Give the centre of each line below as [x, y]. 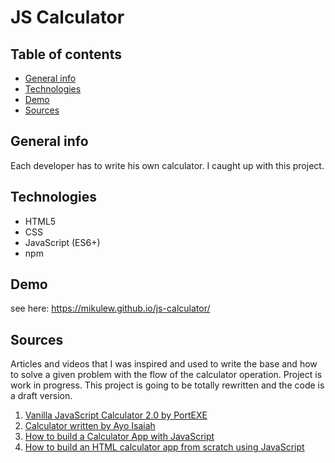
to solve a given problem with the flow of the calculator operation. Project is [166, 375]
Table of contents [66, 54]
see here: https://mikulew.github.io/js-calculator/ [110, 308]
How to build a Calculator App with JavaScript [119, 437]
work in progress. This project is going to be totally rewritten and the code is [167, 385]
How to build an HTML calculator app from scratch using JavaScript [164, 447]
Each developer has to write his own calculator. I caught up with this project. [167, 165]
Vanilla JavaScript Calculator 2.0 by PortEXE [116, 415]
